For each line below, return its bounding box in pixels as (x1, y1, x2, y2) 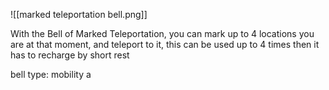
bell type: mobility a (10, 69, 92, 80)
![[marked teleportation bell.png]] (10, 9, 148, 20)
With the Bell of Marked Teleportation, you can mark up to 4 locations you (10, 28, 315, 39)
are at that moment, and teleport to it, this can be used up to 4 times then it (10, 39, 320, 50)
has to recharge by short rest (10, 49, 130, 61)
